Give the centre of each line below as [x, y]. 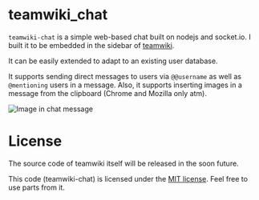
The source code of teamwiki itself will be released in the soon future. [123, 163]
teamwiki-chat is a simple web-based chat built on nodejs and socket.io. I [129, 37]
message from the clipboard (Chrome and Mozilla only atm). [107, 93]
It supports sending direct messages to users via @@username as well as [125, 76]
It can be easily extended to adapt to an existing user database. [113, 61]
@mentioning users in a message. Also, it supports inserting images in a [125, 85]
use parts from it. [37, 187]
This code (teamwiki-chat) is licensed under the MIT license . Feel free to [128, 178]
